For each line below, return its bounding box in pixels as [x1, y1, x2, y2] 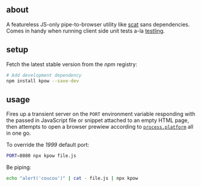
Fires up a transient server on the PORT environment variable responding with [6, 111, 196, 118]
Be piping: [6, 164, 32, 171]
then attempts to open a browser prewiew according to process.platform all [6, 123, 194, 130]
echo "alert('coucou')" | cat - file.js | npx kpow [6, 176, 138, 182]
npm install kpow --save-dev [6, 78, 79, 84]
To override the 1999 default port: [6, 141, 89, 149]
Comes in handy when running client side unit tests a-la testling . [6, 27, 165, 34]
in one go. [6, 129, 31, 137]
